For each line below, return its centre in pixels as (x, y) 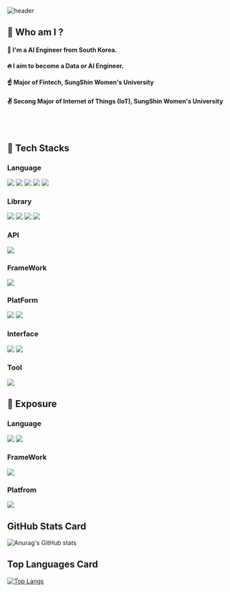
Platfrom (22, 490)
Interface (23, 334)
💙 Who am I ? (35, 32)
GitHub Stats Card (47, 526)
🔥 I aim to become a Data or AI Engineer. (65, 66)
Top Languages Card (53, 565)
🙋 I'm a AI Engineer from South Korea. (62, 50)
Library (20, 201)
